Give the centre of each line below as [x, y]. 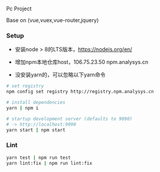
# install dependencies [36, 103]
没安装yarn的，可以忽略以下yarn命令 [60, 75]
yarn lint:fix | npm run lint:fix [49, 163]
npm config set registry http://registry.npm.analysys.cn [80, 92]
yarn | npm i [22, 108]
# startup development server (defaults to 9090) [70, 119]
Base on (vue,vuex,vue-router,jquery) [52, 20]
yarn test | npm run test [38, 158]
